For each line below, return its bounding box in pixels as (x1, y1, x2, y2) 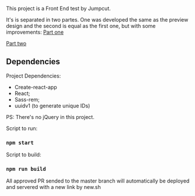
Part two (6, 40, 27, 47)
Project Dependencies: (6, 72, 61, 79)
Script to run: (6, 125, 38, 132)
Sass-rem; (14, 96, 40, 103)
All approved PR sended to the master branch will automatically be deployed (6, 177, 190, 184)
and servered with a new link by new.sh (6, 184, 101, 191)
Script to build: (6, 151, 41, 158)
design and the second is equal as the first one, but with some (6, 23, 156, 29)
